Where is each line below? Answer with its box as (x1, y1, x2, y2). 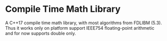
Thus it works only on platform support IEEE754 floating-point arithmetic (5, 25, 154, 31)
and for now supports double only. (5, 30, 76, 36)
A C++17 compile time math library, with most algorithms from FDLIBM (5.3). (5, 20, 162, 26)
